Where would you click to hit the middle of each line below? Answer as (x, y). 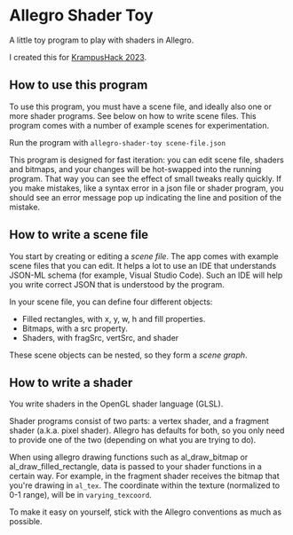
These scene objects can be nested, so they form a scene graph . (128, 355)
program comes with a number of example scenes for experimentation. (139, 125)
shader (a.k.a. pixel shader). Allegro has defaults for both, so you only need (147, 430)
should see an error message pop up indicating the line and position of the (146, 197)
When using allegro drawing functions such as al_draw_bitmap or (129, 457)
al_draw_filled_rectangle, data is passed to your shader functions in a (135, 467)
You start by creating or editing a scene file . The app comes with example (144, 256)
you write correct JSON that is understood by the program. (117, 284)
